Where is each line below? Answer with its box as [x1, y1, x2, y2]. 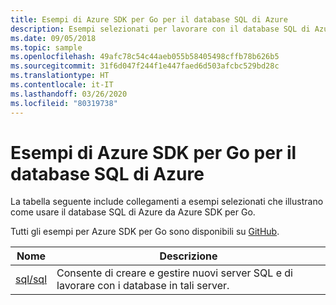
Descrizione [159, 249, 218, 263]
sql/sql [15, 272, 47, 286]
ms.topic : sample [10, 42, 83, 53]
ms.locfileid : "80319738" [10, 98, 118, 108]
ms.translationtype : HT [10, 71, 110, 81]
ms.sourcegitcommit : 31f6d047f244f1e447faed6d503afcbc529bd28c [10, 61, 280, 71]
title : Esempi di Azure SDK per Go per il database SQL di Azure [10, 14, 288, 25]
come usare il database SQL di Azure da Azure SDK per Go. [10, 206, 256, 218]
